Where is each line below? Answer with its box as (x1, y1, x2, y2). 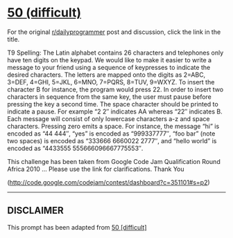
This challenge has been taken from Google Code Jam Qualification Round (7, 157, 221, 165)
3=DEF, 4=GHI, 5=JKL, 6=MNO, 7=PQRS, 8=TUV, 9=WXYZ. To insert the (7, 77, 215, 86)
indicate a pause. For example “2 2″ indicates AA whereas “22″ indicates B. (7, 107, 223, 116)
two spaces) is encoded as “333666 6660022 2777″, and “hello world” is (7, 136, 217, 145)
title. (7, 35, 20, 43)
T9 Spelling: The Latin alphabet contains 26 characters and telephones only (7, 48, 224, 57)
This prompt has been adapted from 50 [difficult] (7, 223, 147, 231)
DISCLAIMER (7, 205, 64, 217)
